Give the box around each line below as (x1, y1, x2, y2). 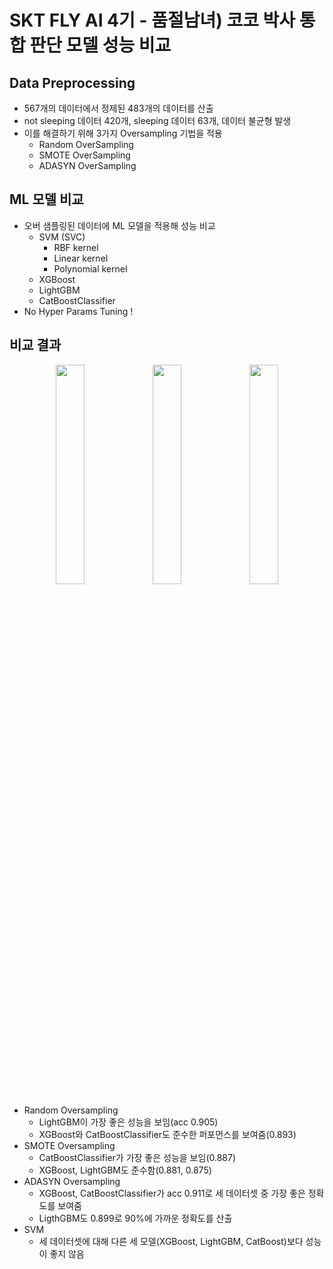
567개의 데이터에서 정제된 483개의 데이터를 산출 (23, 102, 214, 114)
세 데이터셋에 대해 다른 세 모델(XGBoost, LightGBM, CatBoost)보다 (38, 1235, 304, 1247)
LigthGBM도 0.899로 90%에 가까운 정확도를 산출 (38, 1212, 233, 1224)
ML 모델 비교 (9, 191, 84, 208)
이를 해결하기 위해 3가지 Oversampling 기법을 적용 (23, 127, 223, 139)
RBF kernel (53, 241, 99, 253)
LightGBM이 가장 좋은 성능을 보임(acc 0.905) (38, 1116, 219, 1128)
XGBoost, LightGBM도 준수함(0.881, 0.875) (38, 1164, 212, 1176)
